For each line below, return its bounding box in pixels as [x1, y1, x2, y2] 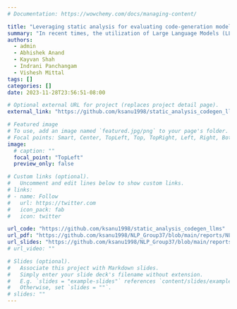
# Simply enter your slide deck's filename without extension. [7, 271, 203, 278]
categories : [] [7, 82, 52, 89]
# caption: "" [13, 147, 55, 154]
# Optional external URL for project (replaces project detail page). [7, 102, 219, 109]
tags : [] [7, 76, 33, 83]
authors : [7, 36, 33, 43]
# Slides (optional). [7, 257, 71, 265]
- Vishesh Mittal [13, 69, 65, 76]
